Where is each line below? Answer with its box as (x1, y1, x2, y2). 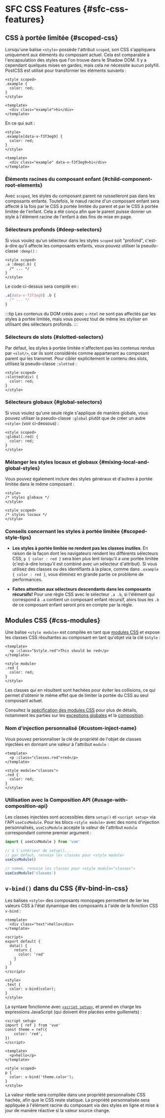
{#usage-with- (92, 797, 128, 804)
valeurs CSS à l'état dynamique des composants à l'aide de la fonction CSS (5, 903, 159, 909)
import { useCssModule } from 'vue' (5, 839, 80, 844)
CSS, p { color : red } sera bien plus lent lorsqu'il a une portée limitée (12, 556, 159, 562)
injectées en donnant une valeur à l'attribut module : (5, 741, 109, 747)
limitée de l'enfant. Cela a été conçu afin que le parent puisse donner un (5, 208, 152, 215)
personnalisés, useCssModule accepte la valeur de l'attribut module (5, 824, 138, 830)
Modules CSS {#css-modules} (5, 616, 101, 624)
